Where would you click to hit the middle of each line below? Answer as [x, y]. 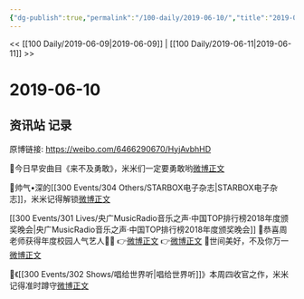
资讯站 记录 [41, 125]
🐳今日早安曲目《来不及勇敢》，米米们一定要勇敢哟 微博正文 [117, 168]
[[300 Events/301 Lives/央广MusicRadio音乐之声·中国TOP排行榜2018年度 [145, 217]
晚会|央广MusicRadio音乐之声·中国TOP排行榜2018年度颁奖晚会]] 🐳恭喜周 [152, 229]
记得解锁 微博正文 [79, 198]
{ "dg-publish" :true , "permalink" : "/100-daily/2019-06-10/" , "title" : [139, 18]
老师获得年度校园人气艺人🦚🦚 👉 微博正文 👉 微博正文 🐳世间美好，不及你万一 [149, 240]
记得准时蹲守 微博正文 [49, 285]
